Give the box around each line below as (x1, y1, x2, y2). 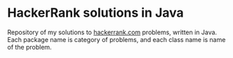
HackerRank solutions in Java (7, 5, 184, 21)
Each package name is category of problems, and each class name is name (7, 35, 226, 43)
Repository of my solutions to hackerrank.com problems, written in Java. (7, 28, 218, 36)
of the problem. (7, 43, 52, 51)
